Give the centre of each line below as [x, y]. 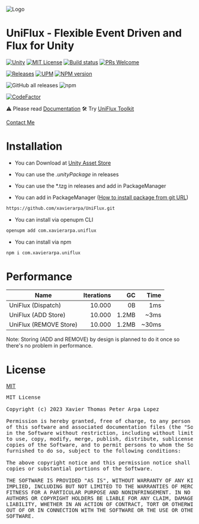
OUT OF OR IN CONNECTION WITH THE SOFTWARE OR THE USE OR [92, 510]
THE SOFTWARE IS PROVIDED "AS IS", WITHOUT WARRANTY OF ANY [95, 481]
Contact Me [20, 122]
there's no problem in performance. [49, 346]
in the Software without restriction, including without [91, 433]
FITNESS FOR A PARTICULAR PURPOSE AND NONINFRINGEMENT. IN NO [98, 493]
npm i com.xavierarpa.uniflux [44, 252]
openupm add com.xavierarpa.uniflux [51, 231]
